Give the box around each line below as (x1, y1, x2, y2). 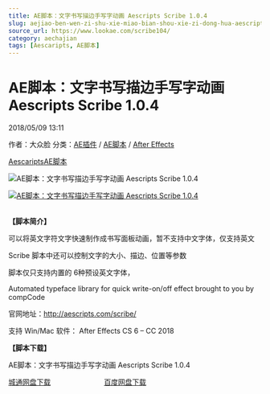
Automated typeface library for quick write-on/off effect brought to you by (8, 284, 255, 293)
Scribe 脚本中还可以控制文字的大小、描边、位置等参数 (8, 251, 187, 261)
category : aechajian (8, 34, 78, 43)
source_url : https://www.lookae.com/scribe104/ (8, 27, 171, 35)
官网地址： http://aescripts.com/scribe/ (8, 309, 137, 318)
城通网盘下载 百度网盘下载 (8, 377, 147, 387)
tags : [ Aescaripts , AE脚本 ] (8, 42, 100, 50)
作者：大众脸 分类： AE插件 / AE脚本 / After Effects (8, 140, 174, 150)
